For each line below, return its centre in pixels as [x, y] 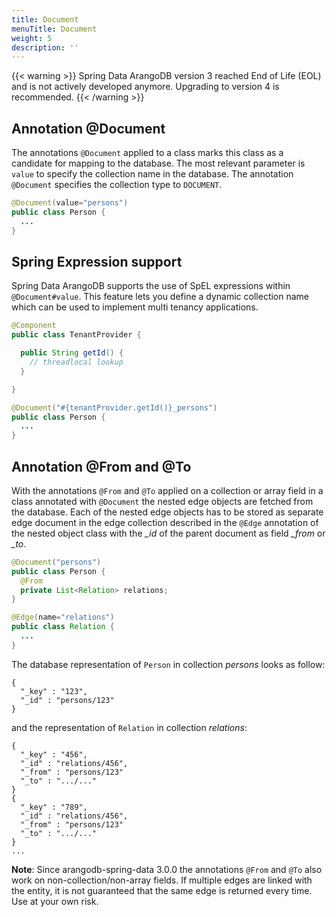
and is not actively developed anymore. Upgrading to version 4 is [145, 87]
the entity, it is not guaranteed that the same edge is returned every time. [162, 890]
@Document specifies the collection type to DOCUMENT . [117, 185]
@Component [34, 326]
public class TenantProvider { [76, 335]
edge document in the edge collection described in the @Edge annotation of [165, 522]
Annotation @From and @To [101, 466]
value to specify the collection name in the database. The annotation [152, 174]
